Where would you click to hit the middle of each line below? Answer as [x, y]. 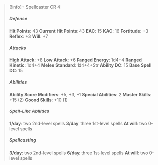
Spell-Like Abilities [29, 111]
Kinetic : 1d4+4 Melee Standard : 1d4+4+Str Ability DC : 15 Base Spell [80, 65]
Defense [18, 18]
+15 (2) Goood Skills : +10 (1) [39, 100]
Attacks [18, 48]
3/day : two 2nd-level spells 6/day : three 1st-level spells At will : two [79, 153]
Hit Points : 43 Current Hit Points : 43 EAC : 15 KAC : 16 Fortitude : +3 [79, 31]
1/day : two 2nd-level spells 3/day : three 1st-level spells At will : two [78, 123]
